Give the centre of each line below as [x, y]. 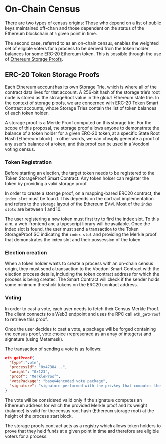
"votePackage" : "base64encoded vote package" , [58, 381]
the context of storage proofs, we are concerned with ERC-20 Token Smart [82, 103]
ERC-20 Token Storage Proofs [52, 75]
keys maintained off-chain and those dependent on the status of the [75, 28]
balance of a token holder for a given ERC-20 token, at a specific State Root [83, 133]
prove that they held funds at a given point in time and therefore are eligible [82, 431]
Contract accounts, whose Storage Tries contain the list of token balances [81, 108]
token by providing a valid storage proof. [47, 184]
